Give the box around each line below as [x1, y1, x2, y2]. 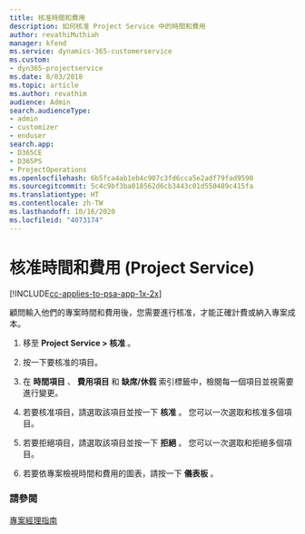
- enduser [9, 131, 47, 141]
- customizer [9, 123, 59, 132]
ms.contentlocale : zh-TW [9, 199, 103, 209]
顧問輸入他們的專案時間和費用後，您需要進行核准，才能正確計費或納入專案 [9, 306, 288, 317]
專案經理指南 [9, 514, 57, 526]
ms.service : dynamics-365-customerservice [9, 47, 172, 56]
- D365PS [9, 156, 43, 166]
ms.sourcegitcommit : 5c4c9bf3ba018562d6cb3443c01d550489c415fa [9, 182, 254, 191]
